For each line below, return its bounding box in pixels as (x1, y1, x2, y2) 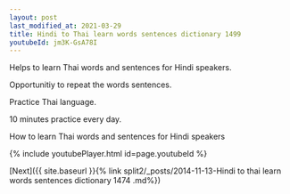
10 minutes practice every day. (9, 114, 122, 125)
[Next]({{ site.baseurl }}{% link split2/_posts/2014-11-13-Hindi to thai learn (9, 166, 282, 176)
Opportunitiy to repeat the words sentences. (9, 79, 172, 90)
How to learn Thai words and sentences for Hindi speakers (9, 131, 226, 142)
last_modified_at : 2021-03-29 (9, 21, 122, 30)
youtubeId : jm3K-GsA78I (9, 37, 98, 47)
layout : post (9, 12, 58, 22)
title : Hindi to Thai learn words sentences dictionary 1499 (9, 29, 242, 38)
